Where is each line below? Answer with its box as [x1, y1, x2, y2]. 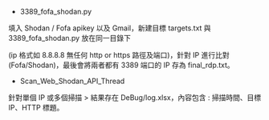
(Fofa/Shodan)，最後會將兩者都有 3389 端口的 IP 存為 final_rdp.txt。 [8, 60, 234, 70]
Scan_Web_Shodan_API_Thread [19, 76, 125, 86]
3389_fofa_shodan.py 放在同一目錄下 [8, 34, 131, 42]
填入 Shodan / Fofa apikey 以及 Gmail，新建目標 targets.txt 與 [8, 23, 211, 33]
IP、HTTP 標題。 [8, 103, 64, 112]
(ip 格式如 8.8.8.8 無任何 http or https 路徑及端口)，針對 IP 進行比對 [8, 50, 230, 59]
